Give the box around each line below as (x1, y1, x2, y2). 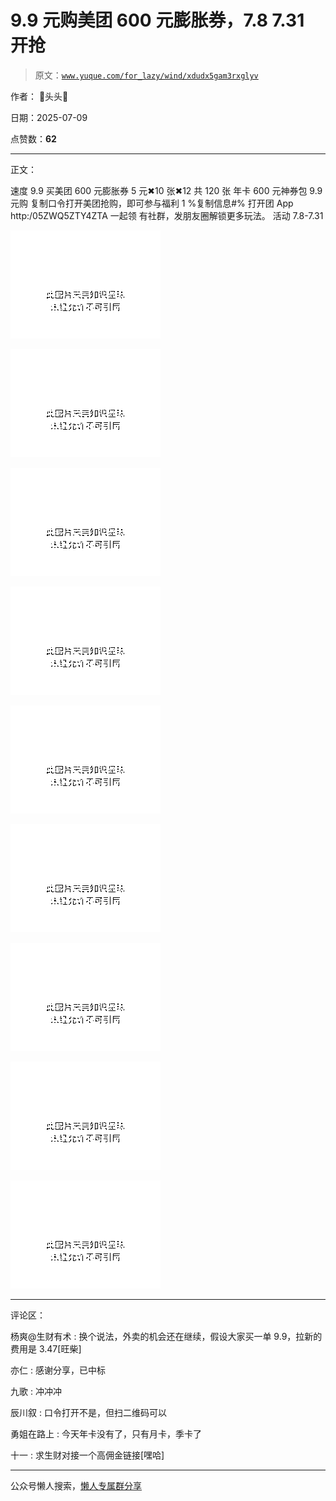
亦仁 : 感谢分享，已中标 (10, 1364, 106, 1376)
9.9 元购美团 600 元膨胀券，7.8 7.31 (10, 9, 305, 32)
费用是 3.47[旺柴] (10, 1342, 82, 1355)
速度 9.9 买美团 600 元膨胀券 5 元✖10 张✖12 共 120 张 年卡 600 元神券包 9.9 (10, 184, 323, 196)
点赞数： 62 (10, 132, 57, 145)
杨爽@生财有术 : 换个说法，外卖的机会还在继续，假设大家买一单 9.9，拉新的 (10, 1330, 323, 1342)
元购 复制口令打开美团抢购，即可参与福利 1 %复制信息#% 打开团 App (10, 197, 294, 209)
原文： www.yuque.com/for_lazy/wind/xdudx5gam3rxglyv (34, 69, 259, 81)
